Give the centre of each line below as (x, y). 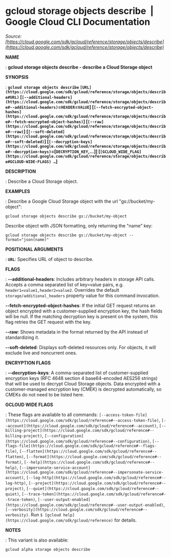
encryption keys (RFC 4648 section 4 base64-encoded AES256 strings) (81, 378)
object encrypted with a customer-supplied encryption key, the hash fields (84, 311)
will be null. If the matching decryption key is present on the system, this (82, 316)
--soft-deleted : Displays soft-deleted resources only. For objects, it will (81, 347)
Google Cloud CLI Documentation (78, 22)
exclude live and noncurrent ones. (41, 353)
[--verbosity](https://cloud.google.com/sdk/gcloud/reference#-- (76, 510)
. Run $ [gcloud (45, 514)
